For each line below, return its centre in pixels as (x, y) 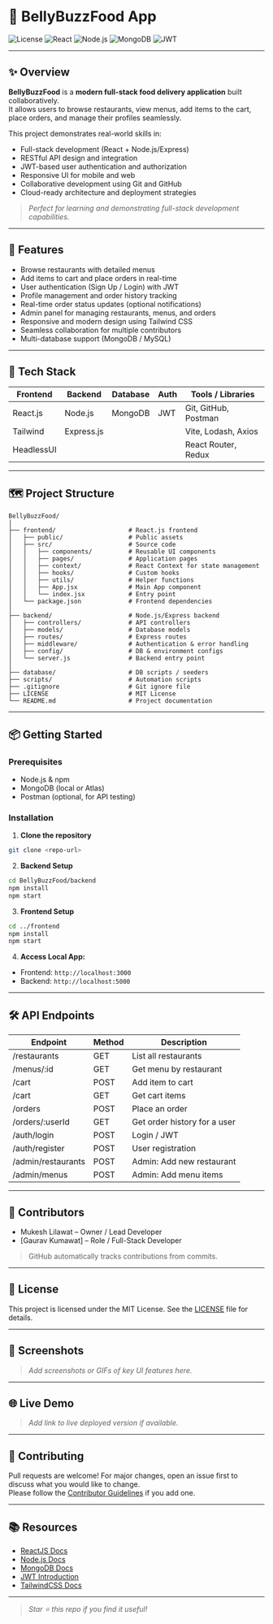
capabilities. (49, 217)
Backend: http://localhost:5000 (75, 981)
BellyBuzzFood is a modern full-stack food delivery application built (125, 92)
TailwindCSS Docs (51, 1585)
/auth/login (33, 1135)
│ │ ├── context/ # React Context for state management (134, 566)
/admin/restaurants (49, 1162)
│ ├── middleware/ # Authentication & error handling (129, 644)
